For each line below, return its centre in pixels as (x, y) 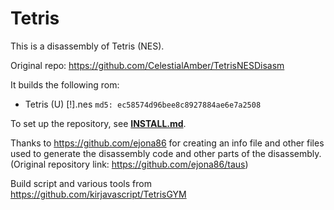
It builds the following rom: (65, 84)
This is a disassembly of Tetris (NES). (87, 46)
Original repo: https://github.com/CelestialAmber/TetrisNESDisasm (147, 65)
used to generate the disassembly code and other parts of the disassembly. (166, 153)
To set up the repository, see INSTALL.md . (98, 123)
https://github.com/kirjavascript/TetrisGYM (98, 194)
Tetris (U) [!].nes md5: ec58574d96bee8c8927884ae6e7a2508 (143, 104)
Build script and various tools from (81, 183)
